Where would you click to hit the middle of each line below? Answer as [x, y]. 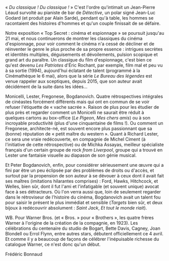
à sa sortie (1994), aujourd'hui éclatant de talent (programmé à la [73, 71]
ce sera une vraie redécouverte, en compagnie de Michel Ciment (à [75, 139]
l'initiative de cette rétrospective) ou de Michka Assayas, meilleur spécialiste [84, 145]
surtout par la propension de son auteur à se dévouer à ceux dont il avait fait [84, 176]
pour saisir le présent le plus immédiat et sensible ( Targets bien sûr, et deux [84, 203]
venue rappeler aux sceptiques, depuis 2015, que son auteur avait [74, 81]
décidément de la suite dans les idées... [46, 87]
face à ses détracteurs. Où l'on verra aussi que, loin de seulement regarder [83, 192]
